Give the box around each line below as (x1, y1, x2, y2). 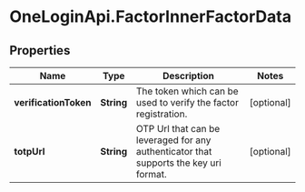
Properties (9, 43, 71, 58)
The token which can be (135, 85, 239, 97)
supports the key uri (135, 157, 222, 169)
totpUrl (14, 146, 45, 157)
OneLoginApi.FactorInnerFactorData (9, 6, 292, 27)
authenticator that (135, 146, 212, 157)
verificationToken (14, 96, 92, 108)
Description (162, 70, 215, 82)
